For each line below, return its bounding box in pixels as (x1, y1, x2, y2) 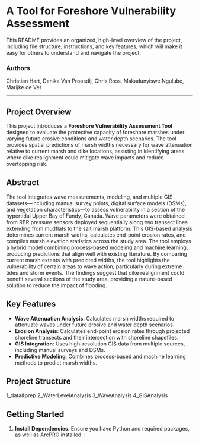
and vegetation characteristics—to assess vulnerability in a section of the (6, 206, 185, 213)
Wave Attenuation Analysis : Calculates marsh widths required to (14, 315, 175, 322)
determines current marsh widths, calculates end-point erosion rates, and (6, 231, 187, 238)
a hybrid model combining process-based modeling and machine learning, (6, 244, 188, 251)
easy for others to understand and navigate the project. (6, 49, 141, 56)
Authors (6, 64, 31, 72)
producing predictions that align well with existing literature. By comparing (6, 250, 188, 257)
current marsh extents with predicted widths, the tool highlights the (6, 256, 170, 263)
